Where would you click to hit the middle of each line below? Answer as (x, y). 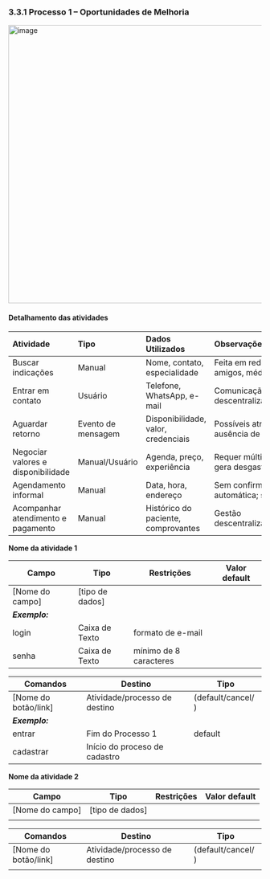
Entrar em (31, 390)
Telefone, (164, 386)
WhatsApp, (167, 395)
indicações (33, 372)
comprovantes (173, 528)
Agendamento (39, 484)
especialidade (172, 372)
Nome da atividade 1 (43, 548)
